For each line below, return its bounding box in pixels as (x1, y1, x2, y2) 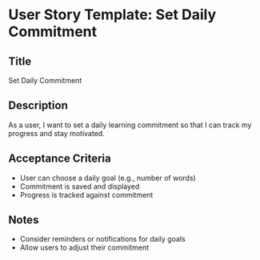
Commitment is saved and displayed (19, 182, 140, 191)
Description (8, 98, 68, 113)
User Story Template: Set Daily (8, 6, 217, 24)
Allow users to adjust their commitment (19, 242, 150, 253)
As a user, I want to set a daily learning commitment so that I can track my (8, 120, 252, 130)
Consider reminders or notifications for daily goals (19, 234, 186, 244)
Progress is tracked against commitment (19, 190, 154, 199)
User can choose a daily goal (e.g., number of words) (19, 173, 196, 182)
